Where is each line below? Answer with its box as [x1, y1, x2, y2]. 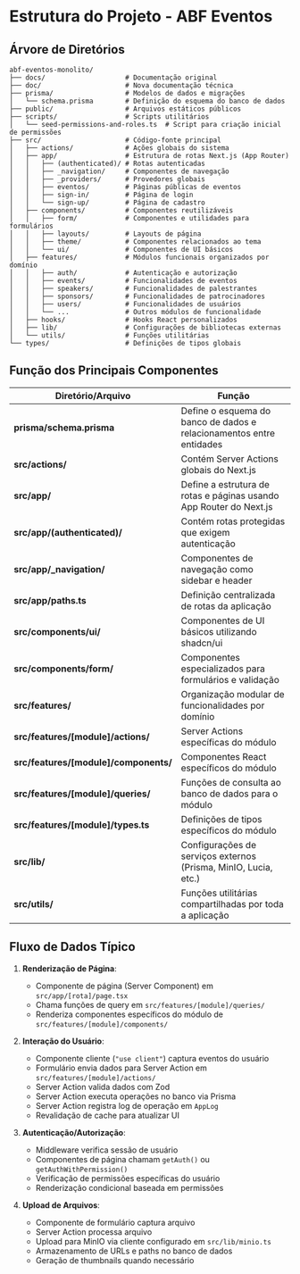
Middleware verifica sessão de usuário [35, 1145, 179, 1155]
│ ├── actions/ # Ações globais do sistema [9, 144, 229, 153]
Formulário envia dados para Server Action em [35, 1062, 208, 1073]
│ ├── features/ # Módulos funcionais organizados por [9, 253, 270, 262]
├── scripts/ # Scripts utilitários [9, 112, 210, 121]
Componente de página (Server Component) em [35, 980, 214, 991]
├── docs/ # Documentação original [9, 73, 218, 82]
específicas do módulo [180, 736, 277, 748]
